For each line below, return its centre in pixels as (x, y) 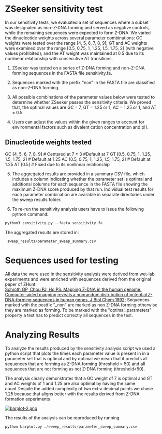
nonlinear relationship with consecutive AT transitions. (59, 58)
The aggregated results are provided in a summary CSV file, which (78, 174)
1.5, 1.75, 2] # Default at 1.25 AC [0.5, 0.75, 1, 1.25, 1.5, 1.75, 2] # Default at (78, 159)
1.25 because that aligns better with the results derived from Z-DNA (72, 394)
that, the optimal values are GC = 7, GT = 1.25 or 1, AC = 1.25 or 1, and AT (84, 107)
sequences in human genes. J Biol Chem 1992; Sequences (91, 300)
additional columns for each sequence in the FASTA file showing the (80, 184)
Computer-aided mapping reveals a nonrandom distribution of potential (76, 294)
